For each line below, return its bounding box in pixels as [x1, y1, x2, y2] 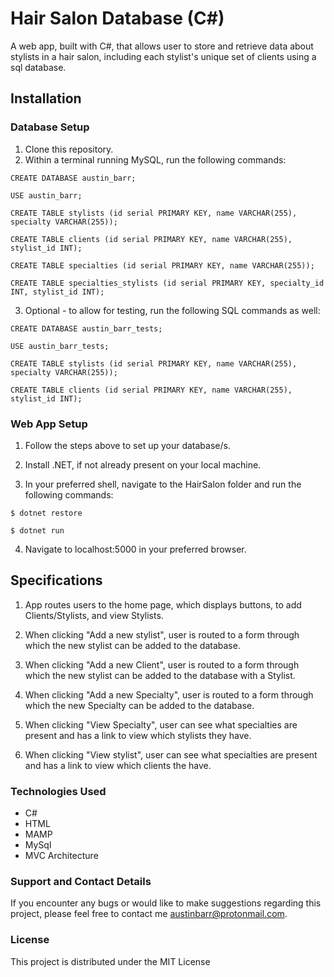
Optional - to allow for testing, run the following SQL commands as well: [24, 304, 321, 316]
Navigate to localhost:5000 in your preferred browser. [24, 543, 247, 555]
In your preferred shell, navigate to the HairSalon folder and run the [24, 478, 302, 490]
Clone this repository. [24, 143, 114, 155]
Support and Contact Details [10, 874, 152, 888]
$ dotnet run [10, 525, 65, 536]
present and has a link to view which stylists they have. [24, 729, 252, 741]
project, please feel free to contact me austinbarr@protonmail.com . [10, 908, 288, 920]
